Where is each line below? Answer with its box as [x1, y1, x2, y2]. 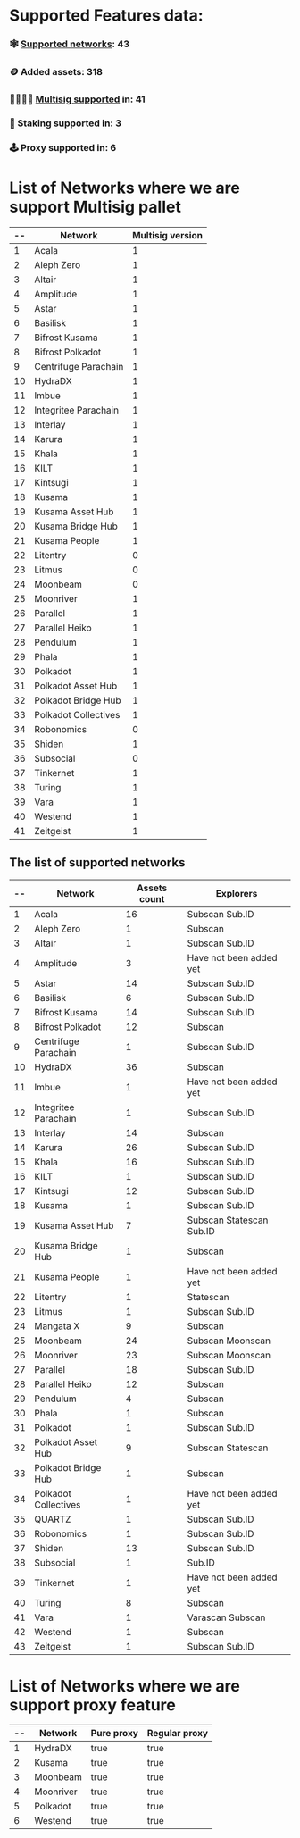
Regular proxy [146, 1727, 208, 1740]
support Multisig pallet [9, 196, 181, 217]
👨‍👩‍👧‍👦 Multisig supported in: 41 [9, 93, 146, 105]
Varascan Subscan [187, 1611, 266, 1624]
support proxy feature [9, 1694, 176, 1715]
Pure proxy [90, 1727, 138, 1740]
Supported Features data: [9, 5, 204, 26]
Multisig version [132, 229, 204, 241]
